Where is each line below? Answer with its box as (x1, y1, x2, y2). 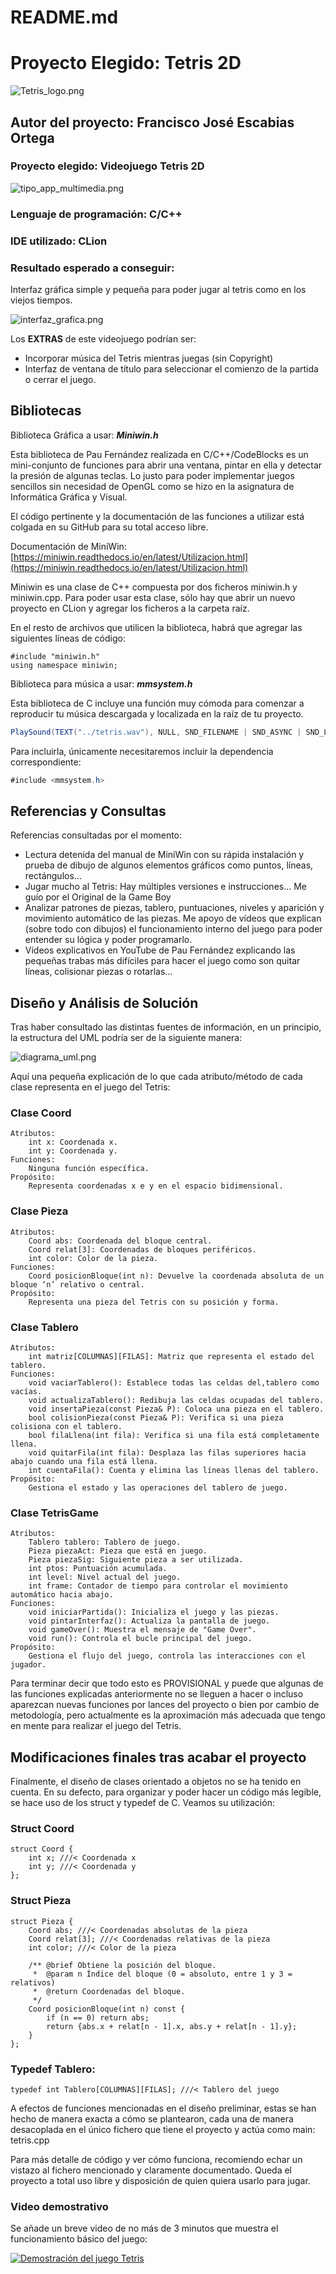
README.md (10, 6, 119, 29)
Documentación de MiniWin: (10, 540, 127, 552)
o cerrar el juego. (24, 373, 97, 385)
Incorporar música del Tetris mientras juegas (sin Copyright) (24, 352, 274, 364)
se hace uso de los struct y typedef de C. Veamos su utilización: (10, 1797, 275, 1809)
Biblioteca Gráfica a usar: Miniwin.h (10, 429, 159, 441)
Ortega (10, 129, 55, 146)
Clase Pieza (10, 1204, 69, 1218)
